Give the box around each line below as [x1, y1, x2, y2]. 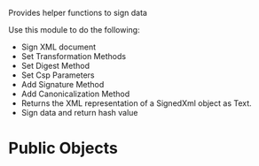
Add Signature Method [20, 79, 105, 89]
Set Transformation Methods [20, 51, 126, 61]
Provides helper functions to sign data [8, 8, 148, 18]
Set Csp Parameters [20, 70, 95, 80]
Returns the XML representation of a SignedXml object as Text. [20, 98, 252, 109]
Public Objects [8, 139, 119, 158]
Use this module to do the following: [8, 25, 140, 34]
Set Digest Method [20, 61, 90, 71]
